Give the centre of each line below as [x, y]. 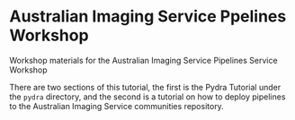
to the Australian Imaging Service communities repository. [117, 106]
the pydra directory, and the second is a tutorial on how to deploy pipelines [147, 97]
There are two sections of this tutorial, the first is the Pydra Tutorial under [145, 87]
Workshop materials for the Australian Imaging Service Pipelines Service [143, 60]
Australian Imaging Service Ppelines [148, 17]
